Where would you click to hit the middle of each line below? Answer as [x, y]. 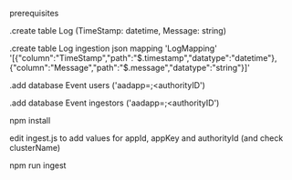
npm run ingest [38, 165]
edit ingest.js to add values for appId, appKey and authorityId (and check [146, 138]
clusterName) [35, 148]
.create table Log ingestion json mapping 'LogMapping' [113, 48]
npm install [30, 120]
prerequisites [34, 13]
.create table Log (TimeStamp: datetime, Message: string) [118, 30]
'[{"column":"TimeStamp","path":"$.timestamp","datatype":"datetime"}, [143, 58]
